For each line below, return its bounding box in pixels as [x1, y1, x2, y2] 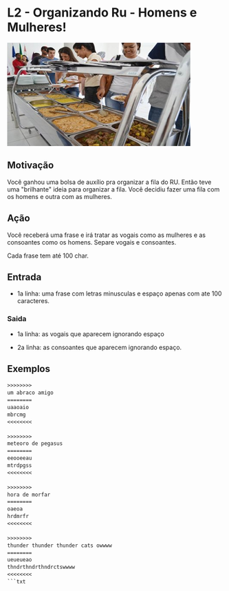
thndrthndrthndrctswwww [7, 563, 76, 571]
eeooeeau [7, 455, 32, 462]
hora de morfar [7, 491, 51, 498]
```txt [7, 579, 26, 585]
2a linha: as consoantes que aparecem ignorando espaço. [17, 343, 182, 351]
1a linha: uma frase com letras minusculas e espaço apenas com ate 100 [17, 289, 222, 298]
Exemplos [7, 363, 50, 375]
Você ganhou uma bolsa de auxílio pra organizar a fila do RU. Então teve [7, 178, 212, 186]
